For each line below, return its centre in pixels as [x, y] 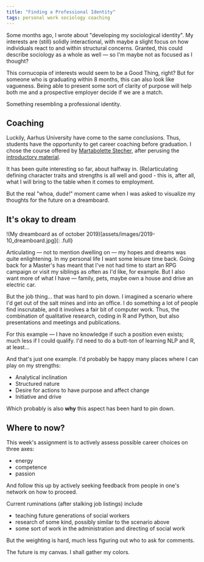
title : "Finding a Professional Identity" [61, 12]
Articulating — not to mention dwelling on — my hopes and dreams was [96, 252]
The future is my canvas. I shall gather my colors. [68, 552]
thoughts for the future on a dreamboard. [58, 200]
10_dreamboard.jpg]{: [33, 241]
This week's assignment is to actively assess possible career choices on [97, 442]
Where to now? [36, 428]
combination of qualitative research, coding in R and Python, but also [93, 316]
